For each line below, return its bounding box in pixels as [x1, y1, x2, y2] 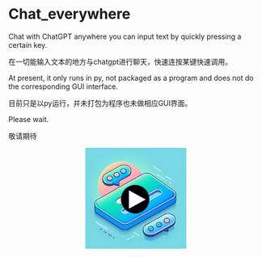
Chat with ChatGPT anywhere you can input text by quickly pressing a [8, 32, 242, 41]
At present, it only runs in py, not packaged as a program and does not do [8, 73, 254, 82]
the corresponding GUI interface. [8, 82, 119, 91]
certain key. [8, 40, 48, 49]
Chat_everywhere [8, 5, 131, 23]
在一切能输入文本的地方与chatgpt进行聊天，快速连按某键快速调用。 [8, 57, 233, 66]
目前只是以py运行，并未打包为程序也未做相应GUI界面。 [8, 98, 192, 107]
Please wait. [8, 114, 49, 124]
